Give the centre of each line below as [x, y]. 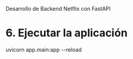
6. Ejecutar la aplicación [66, 33]
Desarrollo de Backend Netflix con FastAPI [58, 9]
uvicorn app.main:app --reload [44, 49]
